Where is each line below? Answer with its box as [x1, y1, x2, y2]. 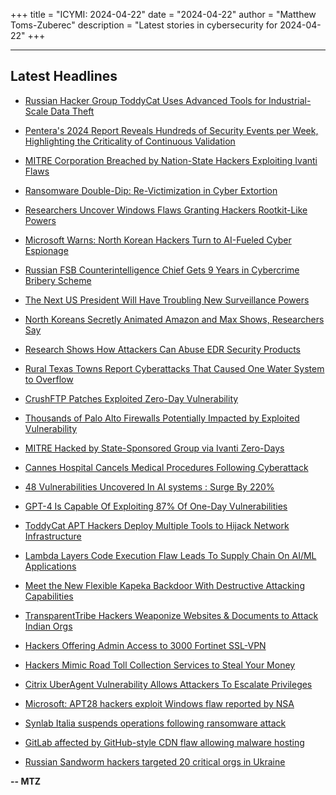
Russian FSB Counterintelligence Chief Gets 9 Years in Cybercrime [24, 264, 300, 276]
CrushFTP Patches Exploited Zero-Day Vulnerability [24, 392, 239, 404]
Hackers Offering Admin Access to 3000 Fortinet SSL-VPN [24, 639, 267, 651]
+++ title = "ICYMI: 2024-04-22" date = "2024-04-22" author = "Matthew [10, 9, 317, 20]
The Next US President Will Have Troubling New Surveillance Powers [24, 294, 310, 306]
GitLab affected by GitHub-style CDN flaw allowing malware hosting [24, 736, 305, 748]
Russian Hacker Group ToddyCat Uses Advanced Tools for [24, 94, 267, 106]
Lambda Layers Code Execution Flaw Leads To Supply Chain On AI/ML [24, 549, 317, 561]
